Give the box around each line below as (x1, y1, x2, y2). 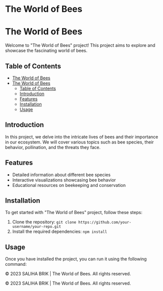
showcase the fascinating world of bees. (5, 48, 88, 54)
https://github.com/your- (78, 220, 131, 225)
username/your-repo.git (12, 224, 62, 229)
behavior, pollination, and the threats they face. (5, 144, 101, 150)
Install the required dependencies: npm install (12, 228, 107, 235)
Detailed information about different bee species (12, 172, 111, 178)
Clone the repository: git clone (12, 219, 76, 225)
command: (5, 261, 27, 267)
